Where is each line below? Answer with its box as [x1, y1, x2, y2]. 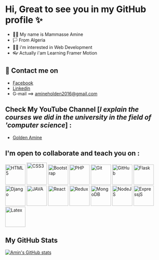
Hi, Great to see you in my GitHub [5, 4, 146, 15]
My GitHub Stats [5, 236, 58, 244]
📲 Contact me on [5, 67, 58, 75]
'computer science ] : [5, 121, 72, 130]
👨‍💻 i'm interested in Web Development [12, 44, 93, 50]
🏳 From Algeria [12, 37, 46, 43]
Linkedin [12, 85, 31, 91]
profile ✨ [5, 14, 43, 26]
